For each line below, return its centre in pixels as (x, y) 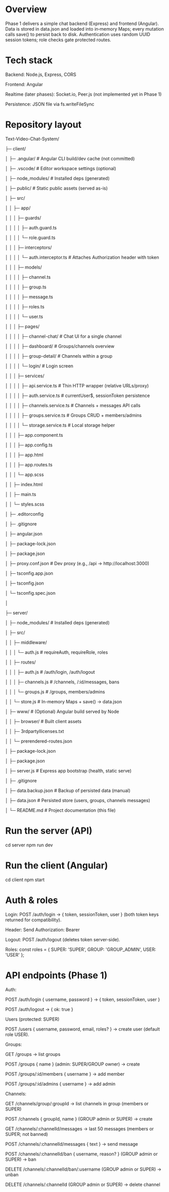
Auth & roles (32, 900)
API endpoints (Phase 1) (56, 975)
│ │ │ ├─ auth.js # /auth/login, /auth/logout (50, 672)
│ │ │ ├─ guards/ (23, 218)
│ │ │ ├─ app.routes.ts (29, 464)
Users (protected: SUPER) (32, 1019)
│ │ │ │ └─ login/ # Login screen (39, 366)
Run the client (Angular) (57, 865)
